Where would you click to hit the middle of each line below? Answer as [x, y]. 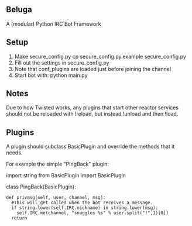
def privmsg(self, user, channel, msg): [56, 198]
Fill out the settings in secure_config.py [62, 63]
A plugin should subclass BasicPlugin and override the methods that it [90, 147]
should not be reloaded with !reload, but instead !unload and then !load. [92, 114]
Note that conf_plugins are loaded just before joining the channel [93, 69]
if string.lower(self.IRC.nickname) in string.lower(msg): [85, 208]
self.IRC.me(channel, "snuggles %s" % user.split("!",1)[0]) [92, 213]
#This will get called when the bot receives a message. [82, 203]
